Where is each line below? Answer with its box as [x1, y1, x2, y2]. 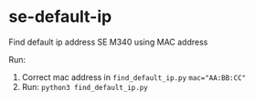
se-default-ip [8, 6, 112, 27]
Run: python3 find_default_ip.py [21, 81, 148, 92]
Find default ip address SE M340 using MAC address [8, 36, 208, 47]
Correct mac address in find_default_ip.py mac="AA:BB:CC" [21, 71, 247, 83]
